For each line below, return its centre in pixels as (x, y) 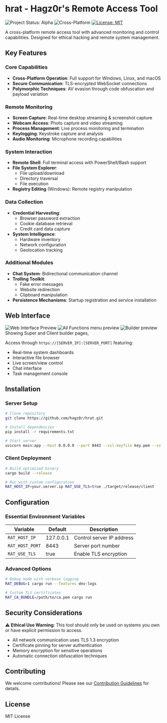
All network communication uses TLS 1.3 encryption (66, 640)
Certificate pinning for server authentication (57, 645)
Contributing (25, 671)
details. (13, 689)
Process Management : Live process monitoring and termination (78, 128)
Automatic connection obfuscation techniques (60, 656)
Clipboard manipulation (44, 295)
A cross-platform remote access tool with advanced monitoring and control (82, 32)
